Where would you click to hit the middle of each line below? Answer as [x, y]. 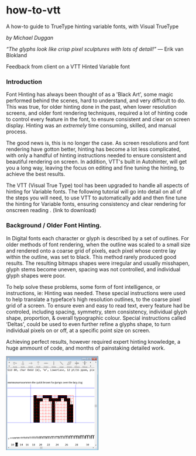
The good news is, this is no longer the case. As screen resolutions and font [97, 143]
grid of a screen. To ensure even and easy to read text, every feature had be [98, 305]
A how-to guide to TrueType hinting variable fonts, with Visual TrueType [92, 26]
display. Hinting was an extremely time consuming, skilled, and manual [91, 126]
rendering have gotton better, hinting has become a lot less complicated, [94, 149]
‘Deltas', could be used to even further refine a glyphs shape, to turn [88, 324]
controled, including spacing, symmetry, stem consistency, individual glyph [97, 312]
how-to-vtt [33, 10]
